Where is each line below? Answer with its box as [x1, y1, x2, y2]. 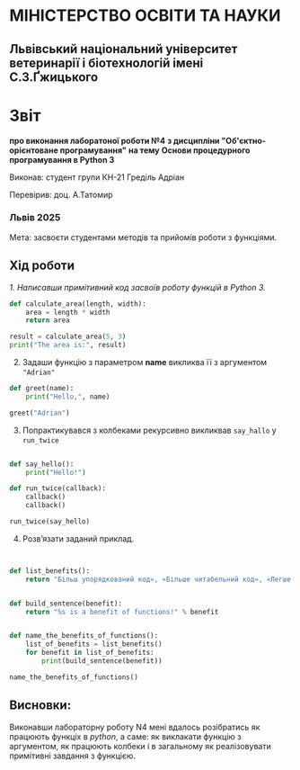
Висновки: [9, 698, 72, 713]
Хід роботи [9, 258, 75, 273]
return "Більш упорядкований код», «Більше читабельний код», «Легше [25, 575, 292, 584]
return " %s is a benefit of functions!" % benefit [25, 607, 219, 616]
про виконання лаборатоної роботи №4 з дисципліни [9, 135, 220, 146]
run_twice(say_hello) [9, 517, 91, 526]
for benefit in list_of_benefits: [25, 649, 154, 658]
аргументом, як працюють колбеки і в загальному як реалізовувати [9, 740, 271, 751]
